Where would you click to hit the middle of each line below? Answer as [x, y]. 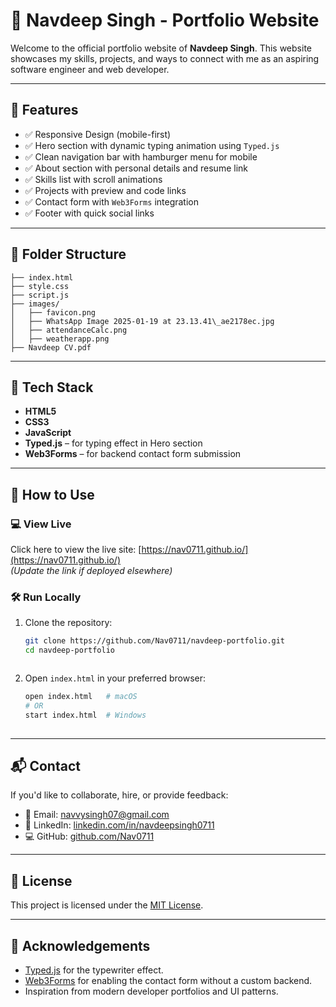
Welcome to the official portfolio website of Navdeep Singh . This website [161, 48]
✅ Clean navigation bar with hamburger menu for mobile [141, 156]
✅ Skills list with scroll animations [93, 179]
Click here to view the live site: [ [76, 550]
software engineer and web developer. [90, 69]
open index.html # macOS [81, 697]
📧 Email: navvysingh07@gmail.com [97, 815]
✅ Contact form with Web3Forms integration [111, 201]
